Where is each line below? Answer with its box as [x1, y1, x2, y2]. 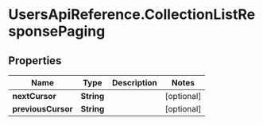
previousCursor [12, 104, 73, 114]
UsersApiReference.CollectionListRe [8, 6, 256, 24]
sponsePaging [8, 22, 106, 40]
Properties [8, 54, 62, 67]
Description [112, 78, 157, 88]
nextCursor [12, 91, 57, 101]
